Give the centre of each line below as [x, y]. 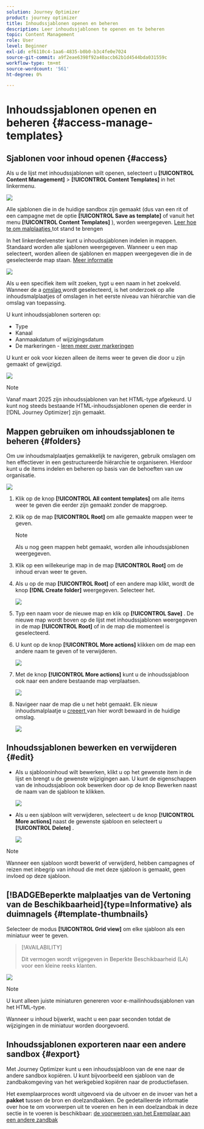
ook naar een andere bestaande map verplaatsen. [78, 681]
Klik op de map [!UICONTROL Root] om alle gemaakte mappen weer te [104, 517]
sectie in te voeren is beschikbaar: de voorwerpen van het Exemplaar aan [98, 1113]
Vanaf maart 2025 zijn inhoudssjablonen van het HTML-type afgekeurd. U [99, 399]
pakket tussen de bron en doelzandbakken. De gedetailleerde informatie [97, 1100]
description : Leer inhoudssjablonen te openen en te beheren [86, 29]
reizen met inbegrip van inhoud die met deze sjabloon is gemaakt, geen [96, 869]
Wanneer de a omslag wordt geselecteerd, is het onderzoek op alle [90, 290]
